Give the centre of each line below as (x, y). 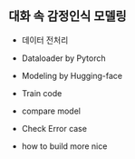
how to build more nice (64, 146)
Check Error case (54, 128)
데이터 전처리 (45, 40)
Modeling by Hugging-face (72, 75)
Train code (42, 93)
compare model (51, 111)
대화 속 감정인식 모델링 (68, 16)
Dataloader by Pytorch (63, 58)
